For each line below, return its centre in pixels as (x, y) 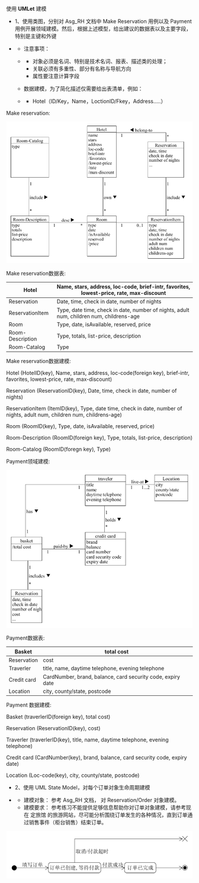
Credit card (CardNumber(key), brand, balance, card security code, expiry (97, 757)
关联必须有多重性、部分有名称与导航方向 (82, 69)
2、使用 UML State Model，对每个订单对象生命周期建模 (82, 788)
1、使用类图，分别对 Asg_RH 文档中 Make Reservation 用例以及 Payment (103, 21)
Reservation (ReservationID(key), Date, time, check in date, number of (92, 390)
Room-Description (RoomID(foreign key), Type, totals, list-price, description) (99, 438)
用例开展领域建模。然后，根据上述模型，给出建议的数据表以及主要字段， (103, 29)
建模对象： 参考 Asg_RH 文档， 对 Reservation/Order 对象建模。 (102, 800)
